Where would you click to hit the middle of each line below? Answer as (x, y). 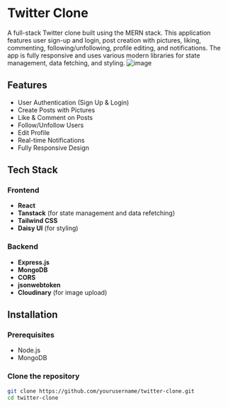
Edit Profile (34, 132)
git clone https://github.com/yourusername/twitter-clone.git (101, 391)
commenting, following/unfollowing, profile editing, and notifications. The (114, 48)
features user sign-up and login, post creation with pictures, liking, (104, 40)
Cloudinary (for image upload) (62, 292)
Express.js (33, 262)
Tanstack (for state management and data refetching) (96, 213)
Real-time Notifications (51, 140)
